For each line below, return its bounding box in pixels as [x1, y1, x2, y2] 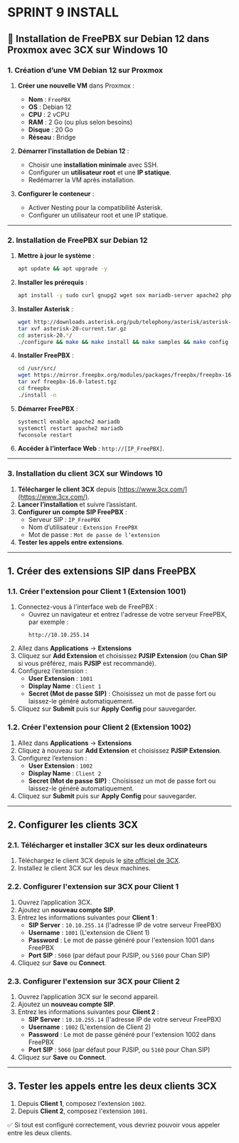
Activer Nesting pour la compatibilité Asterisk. [28, 203, 163, 212]
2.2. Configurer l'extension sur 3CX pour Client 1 [7, 882, 179, 892]
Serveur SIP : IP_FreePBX [28, 515, 101, 523]
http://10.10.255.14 [28, 632, 90, 639]
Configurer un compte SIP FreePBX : [17, 507, 128, 516]
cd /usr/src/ [17, 365, 57, 372]
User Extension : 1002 [28, 761, 93, 770]
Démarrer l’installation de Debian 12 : [17, 147, 129, 155]
